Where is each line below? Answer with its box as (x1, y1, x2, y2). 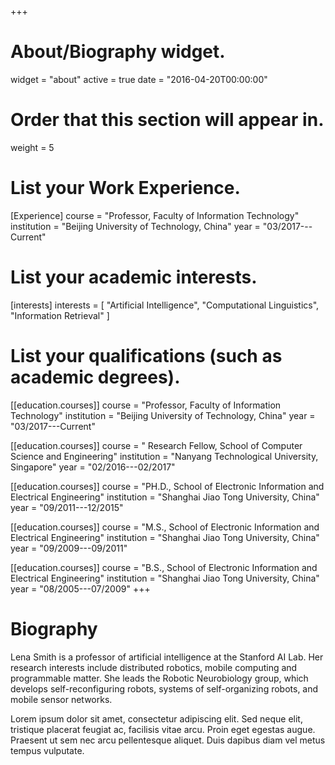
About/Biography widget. (10, 41, 226, 63)
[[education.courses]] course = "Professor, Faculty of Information (10, 399, 282, 411)
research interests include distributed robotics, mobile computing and (10, 661, 298, 673)
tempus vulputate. (10, 744, 85, 756)
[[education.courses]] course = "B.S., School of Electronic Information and (10, 561, 318, 573)
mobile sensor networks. (10, 693, 113, 705)
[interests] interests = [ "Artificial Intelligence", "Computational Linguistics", (10, 299, 320, 311)
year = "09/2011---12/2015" (10, 501, 124, 513)
